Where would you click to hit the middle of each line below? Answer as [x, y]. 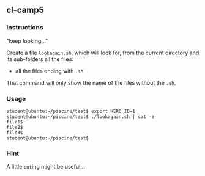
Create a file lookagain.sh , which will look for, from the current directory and [103, 53]
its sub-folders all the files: [40, 59]
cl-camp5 [25, 10]
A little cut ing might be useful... [46, 167]
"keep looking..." [27, 41]
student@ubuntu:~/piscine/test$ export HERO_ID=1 [71, 111]
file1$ [15, 122]
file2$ [15, 127]
